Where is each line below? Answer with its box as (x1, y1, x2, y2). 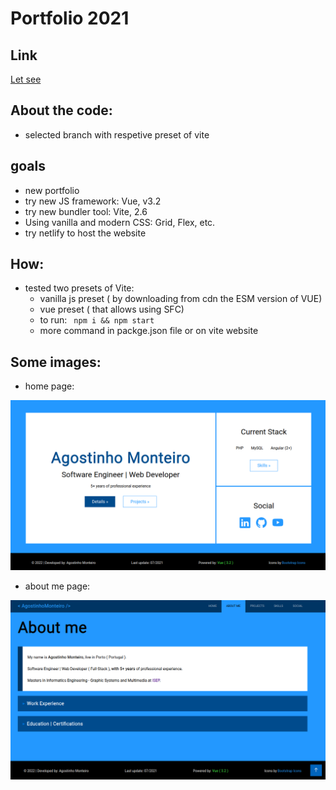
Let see (10, 73, 42, 85)
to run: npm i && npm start (39, 314, 155, 326)
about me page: (24, 580, 91, 592)
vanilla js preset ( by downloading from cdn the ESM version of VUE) (39, 293, 323, 305)
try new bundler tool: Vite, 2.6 (24, 205, 148, 217)
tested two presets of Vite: (24, 282, 135, 294)
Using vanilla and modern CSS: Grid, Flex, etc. (24, 216, 216, 228)
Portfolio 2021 (10, 7, 130, 30)
